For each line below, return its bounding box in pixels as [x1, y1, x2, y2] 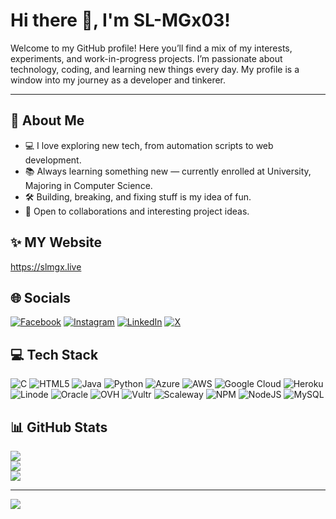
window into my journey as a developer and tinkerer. [10, 74, 227, 86]
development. [24, 154, 82, 166]
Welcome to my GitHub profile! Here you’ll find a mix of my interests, [10, 42, 293, 54]
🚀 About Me [10, 112, 85, 129]
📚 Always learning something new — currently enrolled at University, [24, 165, 312, 177]
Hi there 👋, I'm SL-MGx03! [10, 9, 231, 32]
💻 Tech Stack [10, 346, 99, 363]
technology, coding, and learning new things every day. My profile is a [10, 63, 300, 75]
